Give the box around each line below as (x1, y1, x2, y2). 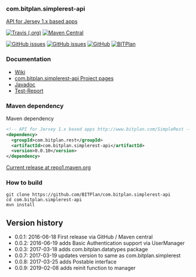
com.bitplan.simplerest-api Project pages (14, 75, 114, 82)
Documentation (6, 55, 51, 63)
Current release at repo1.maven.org (6, 164, 92, 171)
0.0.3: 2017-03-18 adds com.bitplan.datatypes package (14, 246, 148, 253)
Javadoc (14, 81, 36, 88)
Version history (6, 218, 64, 228)
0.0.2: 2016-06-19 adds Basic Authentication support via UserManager (14, 240, 185, 247)
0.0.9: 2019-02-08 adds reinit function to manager (14, 265, 136, 272)
